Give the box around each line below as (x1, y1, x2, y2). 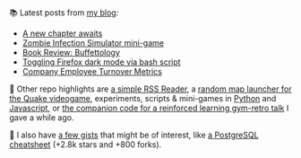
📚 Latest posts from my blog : (9, 7, 119, 18)
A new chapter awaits (21, 28, 103, 39)
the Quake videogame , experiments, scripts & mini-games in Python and (9, 93, 277, 103)
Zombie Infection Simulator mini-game (21, 38, 164, 48)
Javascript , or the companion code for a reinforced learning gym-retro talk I (9, 102, 289, 113)
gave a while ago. (9, 112, 74, 123)
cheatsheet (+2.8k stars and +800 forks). (9, 139, 162, 150)
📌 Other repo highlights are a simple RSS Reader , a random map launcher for (9, 83, 292, 94)
